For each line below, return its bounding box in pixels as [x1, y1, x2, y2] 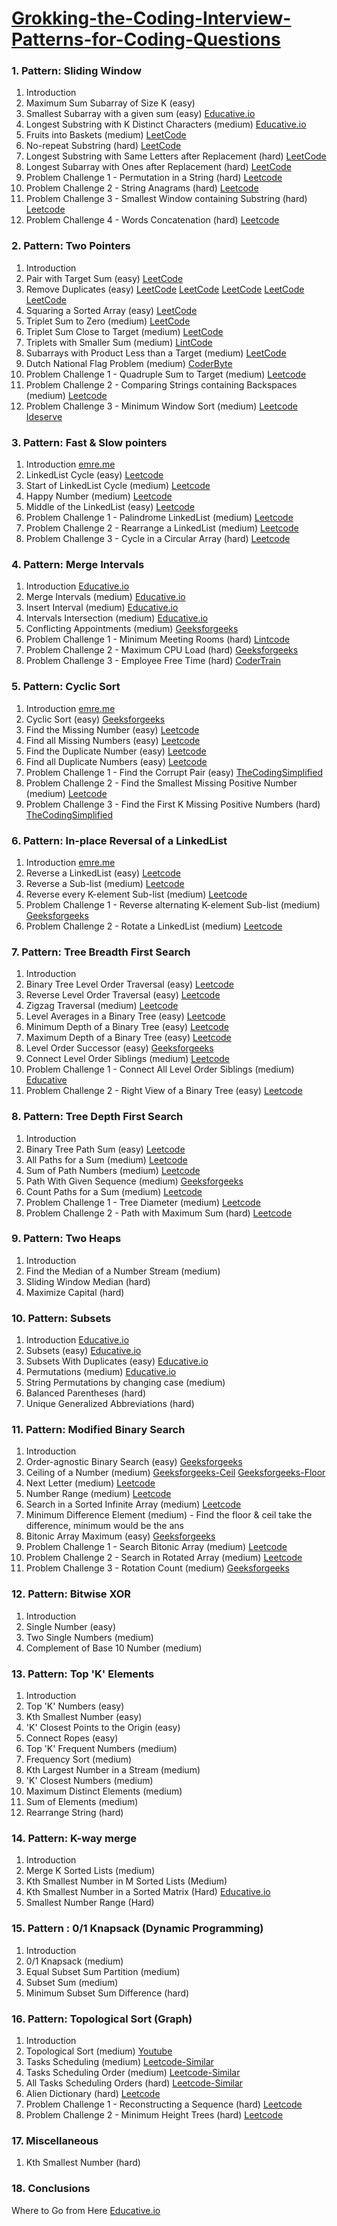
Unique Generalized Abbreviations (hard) [25, 1398, 195, 1410]
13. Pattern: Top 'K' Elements [11, 1667, 155, 1681]
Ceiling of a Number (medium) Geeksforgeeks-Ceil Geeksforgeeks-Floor [25, 1467, 326, 1479]
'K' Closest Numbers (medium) [25, 1775, 154, 1787]
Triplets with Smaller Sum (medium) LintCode [25, 336, 213, 348]
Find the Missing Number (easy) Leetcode [25, 723, 200, 736]
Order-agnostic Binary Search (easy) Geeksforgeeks [25, 1456, 243, 1468]
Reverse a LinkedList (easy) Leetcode [25, 867, 181, 879]
